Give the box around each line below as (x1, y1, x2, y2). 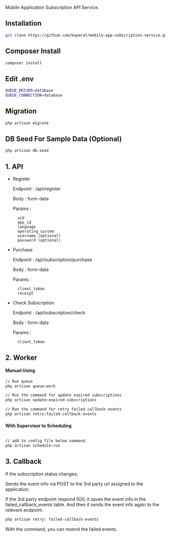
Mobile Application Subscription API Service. (5, 5, 99, 10)
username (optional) (17, 234, 61, 239)
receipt (17, 291, 34, 296)
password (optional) (17, 238, 61, 243)
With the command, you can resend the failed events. (5, 526, 118, 532)
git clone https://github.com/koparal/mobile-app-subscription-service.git (5, 33, 169, 38)
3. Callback (5, 457, 42, 466)
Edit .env (5, 74, 34, 83)
